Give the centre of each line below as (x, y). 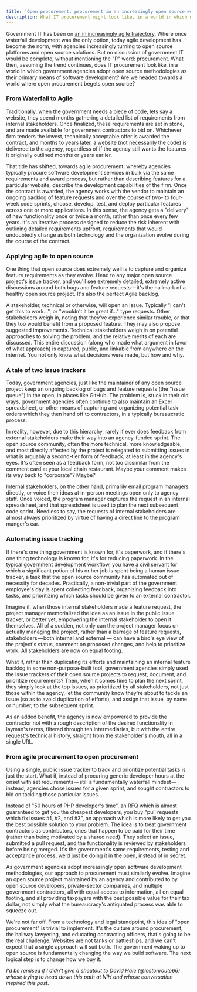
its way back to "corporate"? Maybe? (51, 475)
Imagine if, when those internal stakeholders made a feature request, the (94, 606)
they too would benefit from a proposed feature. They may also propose (93, 324)
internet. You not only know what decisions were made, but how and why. (95, 355)
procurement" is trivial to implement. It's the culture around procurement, (94, 928)
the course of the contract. (38, 241)
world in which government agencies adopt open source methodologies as (96, 71)
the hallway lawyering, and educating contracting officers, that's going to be (98, 934)
